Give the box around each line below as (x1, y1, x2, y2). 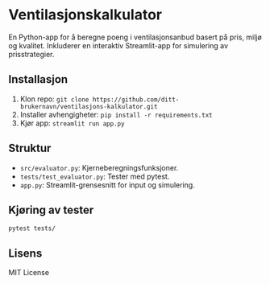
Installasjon (8, 72, 69, 86)
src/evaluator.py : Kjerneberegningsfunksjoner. (19, 163, 179, 172)
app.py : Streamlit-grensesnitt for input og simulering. (19, 179, 195, 190)
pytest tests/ (8, 224, 56, 233)
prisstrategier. (8, 49, 55, 59)
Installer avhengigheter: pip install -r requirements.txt (19, 109, 213, 119)
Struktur (8, 142, 52, 155)
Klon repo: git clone (19, 94, 89, 104)
